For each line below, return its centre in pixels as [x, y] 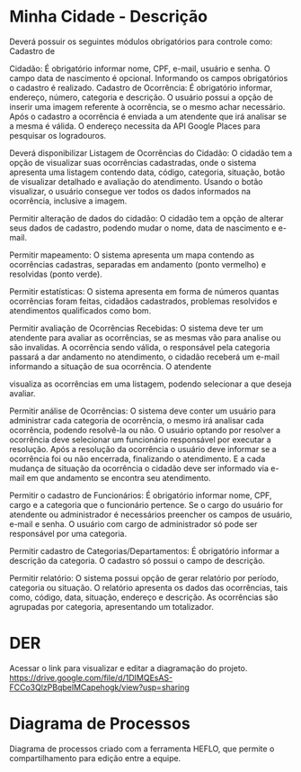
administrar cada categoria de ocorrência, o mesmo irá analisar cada [137, 420]
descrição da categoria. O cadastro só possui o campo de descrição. [137, 560]
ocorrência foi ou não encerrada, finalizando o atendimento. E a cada [137, 459]
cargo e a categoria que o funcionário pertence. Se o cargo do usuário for [146, 504]
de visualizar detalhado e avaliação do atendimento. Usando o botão [136, 181]
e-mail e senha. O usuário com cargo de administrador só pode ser [133, 523]
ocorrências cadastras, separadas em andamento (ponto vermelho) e [138, 264]
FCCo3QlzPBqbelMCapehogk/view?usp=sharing [100, 687]
